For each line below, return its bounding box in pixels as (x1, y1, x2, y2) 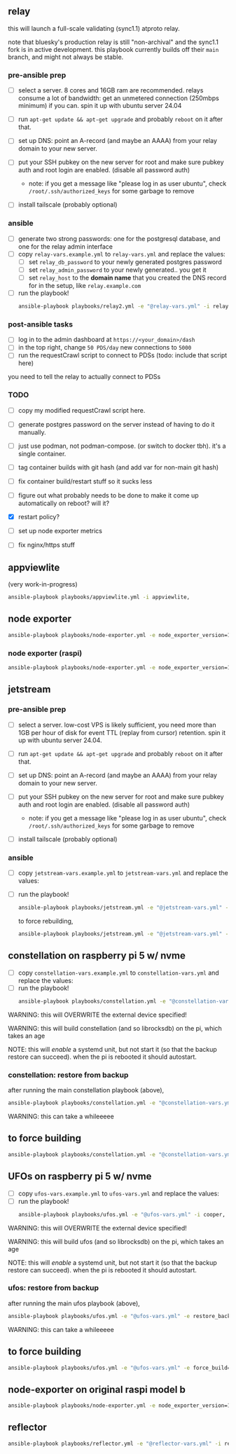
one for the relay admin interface (18, 242, 113, 251)
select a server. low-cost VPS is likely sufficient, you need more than (18, 720, 216, 729)
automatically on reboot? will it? (18, 499, 110, 507)
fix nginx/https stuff (18, 541, 76, 549)
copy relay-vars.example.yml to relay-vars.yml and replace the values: (18, 249, 226, 258)
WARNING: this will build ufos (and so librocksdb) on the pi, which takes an (8, 1237, 224, 1246)
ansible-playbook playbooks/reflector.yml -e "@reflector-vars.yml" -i (8, 1440, 221, 1447)
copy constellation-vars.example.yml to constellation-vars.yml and (18, 968, 219, 977)
